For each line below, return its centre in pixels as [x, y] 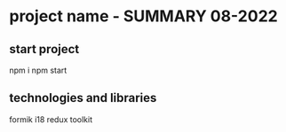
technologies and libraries [83, 98]
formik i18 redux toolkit [51, 119]
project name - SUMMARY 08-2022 [143, 16]
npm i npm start [38, 70]
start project [44, 49]
